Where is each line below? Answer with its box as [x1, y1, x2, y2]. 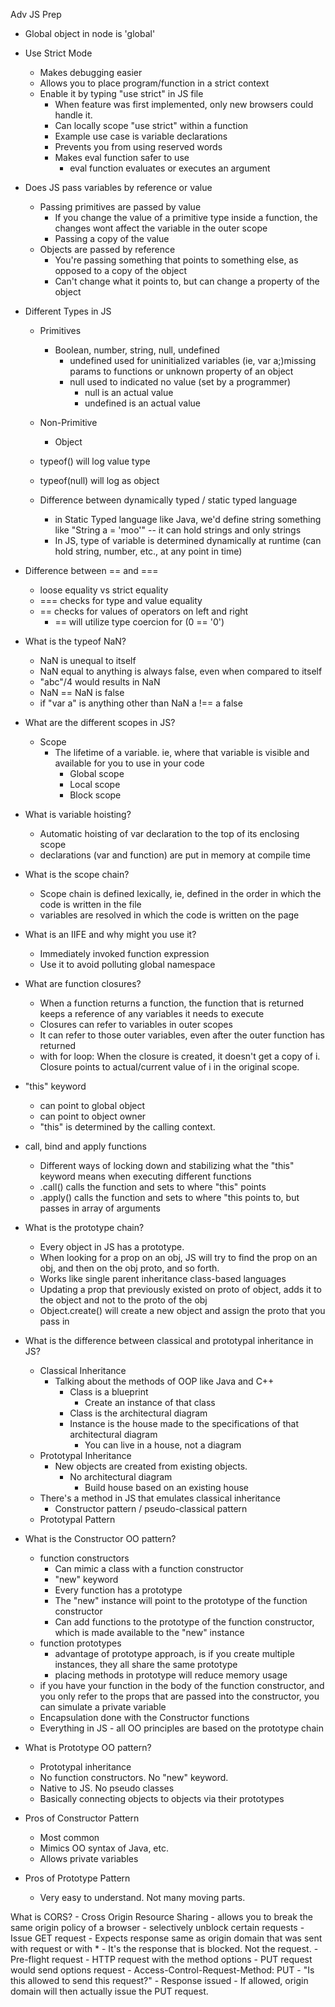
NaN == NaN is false [39, 687, 125, 698]
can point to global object [39, 1100, 146, 1111]
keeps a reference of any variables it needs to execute [39, 1008, 265, 1019]
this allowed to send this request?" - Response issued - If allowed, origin [10, 1975, 309, 1986]
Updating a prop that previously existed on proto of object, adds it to [39, 1284, 322, 1295]
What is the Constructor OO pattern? [24, 1533, 177, 1544]
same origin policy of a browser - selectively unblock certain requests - [10, 1922, 305, 1933]
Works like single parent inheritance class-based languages [39, 1273, 287, 1284]
